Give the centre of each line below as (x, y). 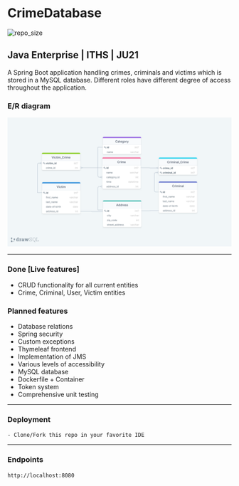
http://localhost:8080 (41, 475)
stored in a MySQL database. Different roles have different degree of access (119, 80)
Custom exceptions (46, 342)
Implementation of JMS (52, 356)
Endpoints (26, 460)
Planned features (38, 311)
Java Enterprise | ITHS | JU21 (73, 55)
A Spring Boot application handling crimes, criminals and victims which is (115, 72)
